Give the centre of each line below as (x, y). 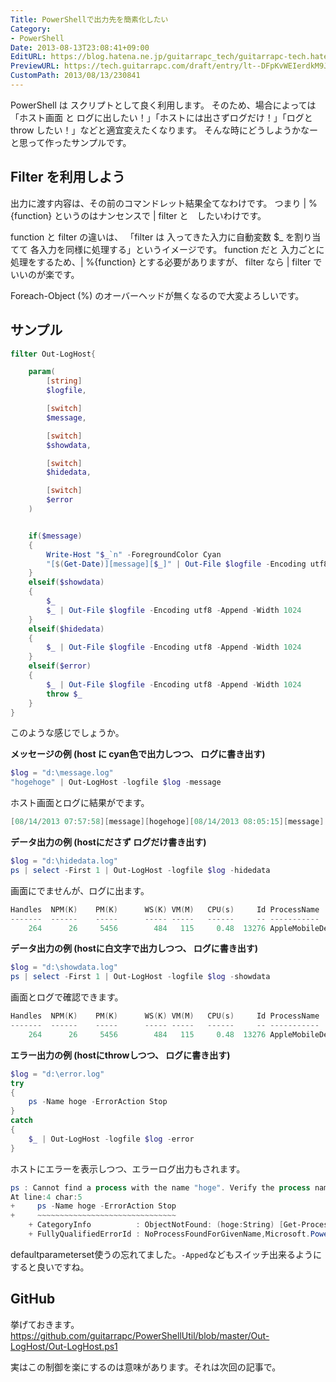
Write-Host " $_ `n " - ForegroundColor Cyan (134, 554)
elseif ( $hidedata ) (66, 629)
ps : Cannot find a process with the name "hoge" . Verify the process (160, 1187)
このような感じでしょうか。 (67, 733)
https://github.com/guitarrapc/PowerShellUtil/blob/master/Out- (140, 1335)
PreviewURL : (35, 66)
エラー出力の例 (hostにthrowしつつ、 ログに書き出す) (120, 1055)
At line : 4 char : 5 (46, 1197)
